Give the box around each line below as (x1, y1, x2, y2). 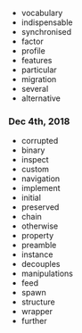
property (20, 230, 54, 241)
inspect (20, 154, 50, 165)
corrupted (20, 136, 59, 146)
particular (20, 64, 57, 75)
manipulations (20, 268, 73, 279)
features (20, 55, 53, 65)
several (20, 84, 49, 94)
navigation (20, 173, 61, 184)
